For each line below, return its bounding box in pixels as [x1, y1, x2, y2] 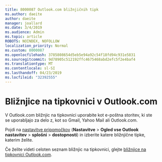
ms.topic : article [5, 35, 42, 39]
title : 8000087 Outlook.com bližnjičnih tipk [5, 7, 98, 12]
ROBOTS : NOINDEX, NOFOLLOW [5, 39, 60, 44]
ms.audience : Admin [5, 30, 45, 35]
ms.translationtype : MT [5, 61, 53, 66]
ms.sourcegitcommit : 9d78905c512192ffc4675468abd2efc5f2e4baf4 [5, 57, 136, 62]
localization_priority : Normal [5, 43, 68, 48]
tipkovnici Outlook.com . [5, 151, 52, 157]
